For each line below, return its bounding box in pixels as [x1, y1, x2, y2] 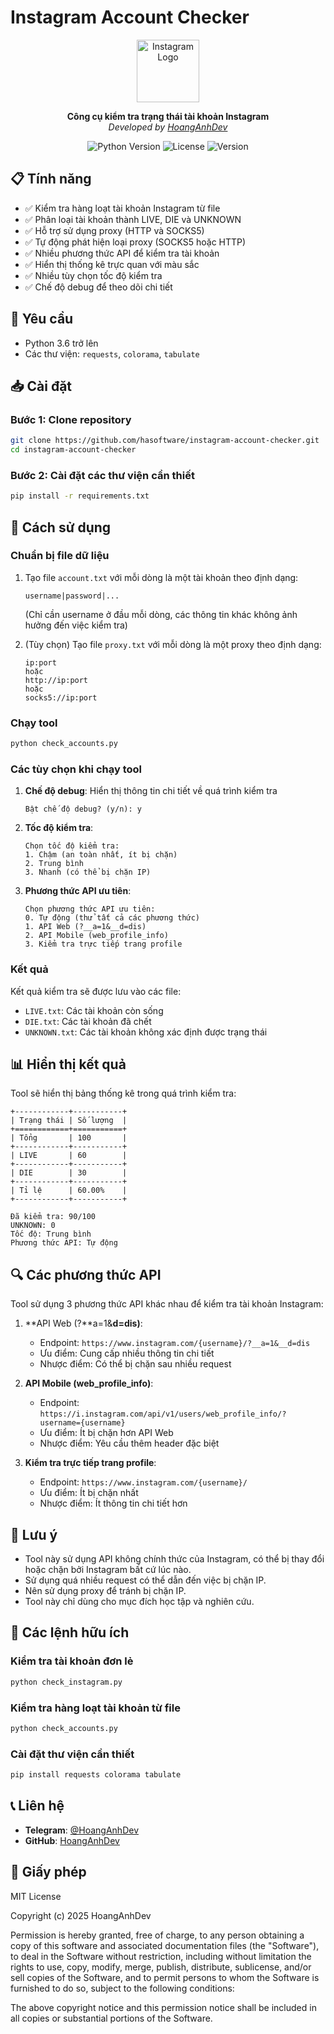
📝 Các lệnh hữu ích [10, 1624, 130, 1641]
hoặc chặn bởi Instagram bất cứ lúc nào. [24, 1564, 192, 1576]
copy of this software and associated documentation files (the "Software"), [10, 1939, 320, 1951]
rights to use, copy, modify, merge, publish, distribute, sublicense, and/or [10, 1961, 312, 1973]
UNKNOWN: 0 [10, 1221, 56, 1231]
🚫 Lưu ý [10, 1526, 58, 1543]
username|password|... [24, 591, 120, 601]
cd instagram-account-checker [10, 445, 137, 455]
